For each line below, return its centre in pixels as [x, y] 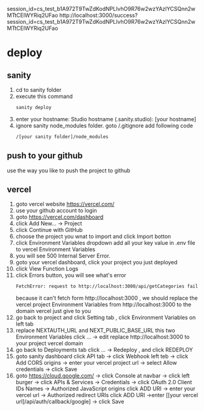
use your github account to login [56, 211]
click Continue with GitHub [49, 230]
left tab [25, 324]
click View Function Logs [47, 269]
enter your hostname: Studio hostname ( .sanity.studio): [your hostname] [106, 119]
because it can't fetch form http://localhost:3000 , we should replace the [107, 298]
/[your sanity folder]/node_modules [62, 136]
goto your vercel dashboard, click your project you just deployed [97, 262]
